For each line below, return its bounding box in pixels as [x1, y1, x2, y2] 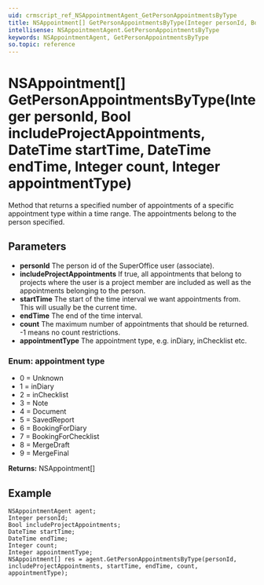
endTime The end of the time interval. [19, 311, 143, 320]
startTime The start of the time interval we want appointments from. [19, 294, 241, 303]
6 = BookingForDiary [19, 423, 87, 433]
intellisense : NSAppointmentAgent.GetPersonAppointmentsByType [8, 26, 220, 34]
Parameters [8, 240, 67, 254]
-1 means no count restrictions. [19, 327, 120, 337]
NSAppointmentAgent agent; [8, 507, 97, 515]
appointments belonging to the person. [19, 286, 146, 295]
